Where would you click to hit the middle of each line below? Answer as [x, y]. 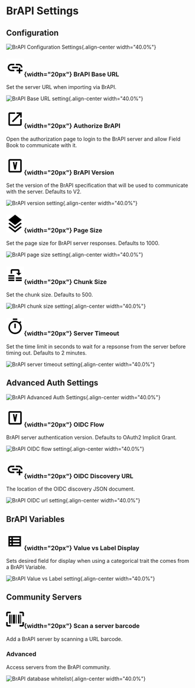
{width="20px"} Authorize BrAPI [72, 126]
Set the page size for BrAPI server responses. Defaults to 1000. [83, 243]
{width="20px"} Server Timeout [71, 333]
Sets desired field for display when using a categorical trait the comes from [97, 560]
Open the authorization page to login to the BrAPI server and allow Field [93, 139]
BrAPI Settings [42, 11]
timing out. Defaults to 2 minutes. [46, 353]
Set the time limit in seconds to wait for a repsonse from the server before [96, 346]
